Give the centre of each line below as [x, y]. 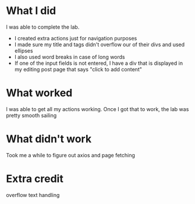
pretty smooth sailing [31, 115]
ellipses [24, 50]
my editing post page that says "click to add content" [78, 69]
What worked [39, 93]
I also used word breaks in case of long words [70, 57]
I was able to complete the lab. [43, 27]
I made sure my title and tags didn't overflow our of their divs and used [100, 44]
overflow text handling [33, 195]
